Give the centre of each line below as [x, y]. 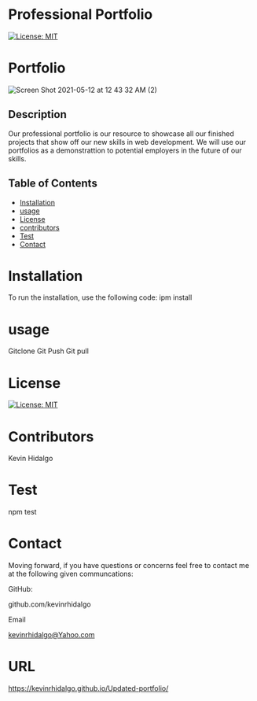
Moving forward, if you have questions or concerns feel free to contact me [129, 566]
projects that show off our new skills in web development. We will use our [127, 142]
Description [37, 114]
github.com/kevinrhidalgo [50, 604]
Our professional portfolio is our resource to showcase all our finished [121, 133]
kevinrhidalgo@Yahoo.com [51, 635]
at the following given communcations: [71, 574]
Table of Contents [53, 184]
